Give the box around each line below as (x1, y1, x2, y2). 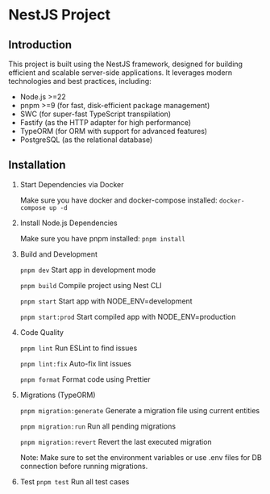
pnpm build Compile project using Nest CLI (19, 280, 163, 290)
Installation (8, 158, 66, 172)
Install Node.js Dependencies (19, 218, 118, 228)
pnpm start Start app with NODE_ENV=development (19, 296, 193, 306)
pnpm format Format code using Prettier (19, 374, 151, 384)
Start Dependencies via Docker (19, 179, 124, 189)
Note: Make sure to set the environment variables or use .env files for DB (19, 452, 262, 462)
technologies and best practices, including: (8, 77, 152, 86)
